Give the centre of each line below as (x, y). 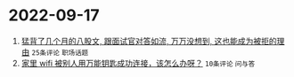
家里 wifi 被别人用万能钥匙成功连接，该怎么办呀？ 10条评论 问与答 (138, 63)
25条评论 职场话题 (60, 53)
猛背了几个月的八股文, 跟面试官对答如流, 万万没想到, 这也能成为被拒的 (149, 41)
